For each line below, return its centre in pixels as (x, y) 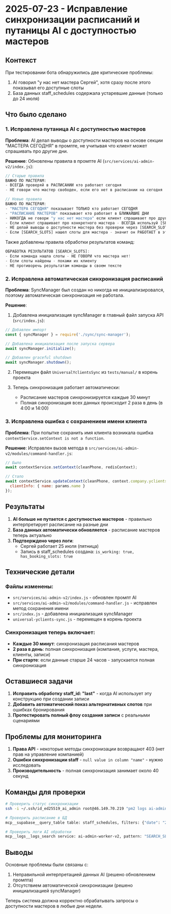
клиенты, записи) (32, 654)
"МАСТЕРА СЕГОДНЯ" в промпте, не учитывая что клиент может (76, 145)
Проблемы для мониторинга (53, 737)
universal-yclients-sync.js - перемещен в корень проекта (77, 619)
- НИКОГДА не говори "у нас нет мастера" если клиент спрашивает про (81, 218)
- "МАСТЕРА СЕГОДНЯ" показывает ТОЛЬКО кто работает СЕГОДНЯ (72, 209)
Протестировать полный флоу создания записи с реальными (81, 715)
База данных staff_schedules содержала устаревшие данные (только (88, 93)
